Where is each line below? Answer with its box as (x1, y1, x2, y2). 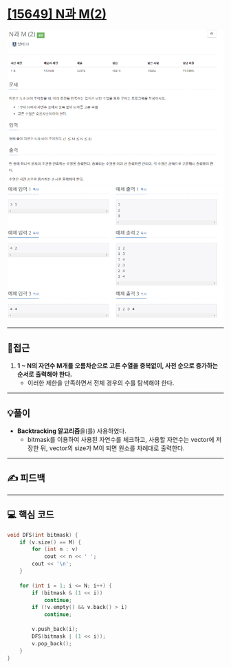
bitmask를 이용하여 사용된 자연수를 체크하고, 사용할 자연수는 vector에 (27, 436, 214, 444)
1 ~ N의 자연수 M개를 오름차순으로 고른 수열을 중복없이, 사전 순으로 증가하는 (16, 361, 219, 370)
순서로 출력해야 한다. (16, 370, 73, 379)
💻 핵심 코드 (7, 509, 54, 521)
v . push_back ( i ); (32, 626, 78, 633)
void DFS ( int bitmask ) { (7, 531, 78, 538)
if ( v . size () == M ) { (19, 539, 81, 546)
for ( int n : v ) (32, 546, 78, 553)
